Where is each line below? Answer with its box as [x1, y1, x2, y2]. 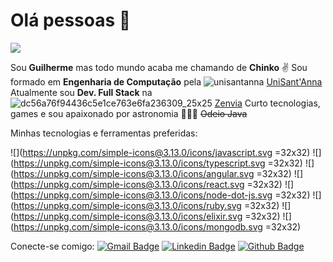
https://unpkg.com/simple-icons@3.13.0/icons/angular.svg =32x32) [13, 167, 292, 179]
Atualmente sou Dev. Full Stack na [10, 86, 153, 98]
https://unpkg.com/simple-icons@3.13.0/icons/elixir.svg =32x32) [13, 210, 281, 222]
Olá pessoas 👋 [10, 9, 132, 32]
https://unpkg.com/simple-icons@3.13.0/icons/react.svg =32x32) [13, 178, 283, 190]
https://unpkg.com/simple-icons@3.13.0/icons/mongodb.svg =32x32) [13, 220, 302, 233]
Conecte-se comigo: [10, 240, 95, 252]
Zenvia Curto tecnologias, [214, 97, 321, 109]
